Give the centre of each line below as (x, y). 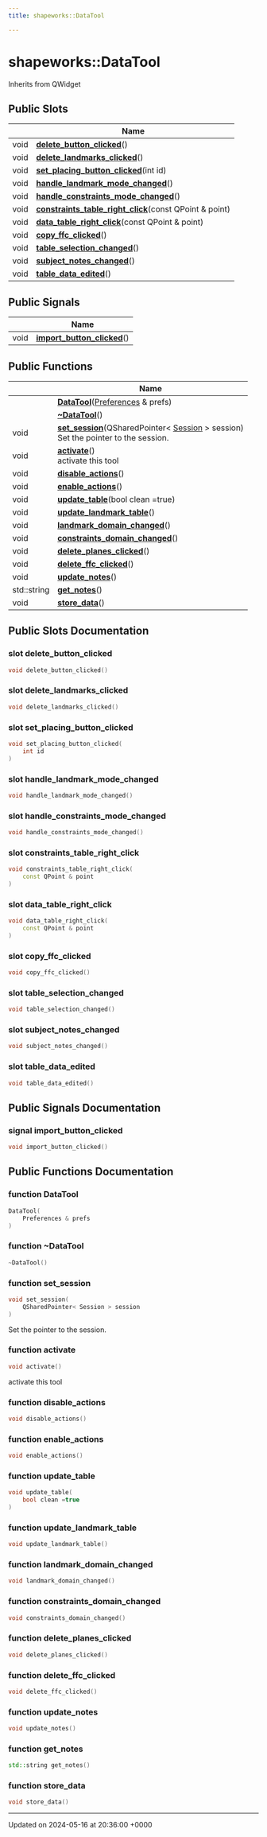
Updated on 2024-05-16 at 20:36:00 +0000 (80, 1825)
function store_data (47, 1786)
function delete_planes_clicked (70, 1638)
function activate (42, 1350)
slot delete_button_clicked (60, 654)
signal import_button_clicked (66, 1130)
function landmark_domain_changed (81, 1565)
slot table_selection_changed (66, 992)
